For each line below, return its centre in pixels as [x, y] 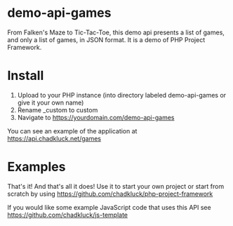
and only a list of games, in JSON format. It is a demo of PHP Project [106, 39]
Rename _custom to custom [58, 109]
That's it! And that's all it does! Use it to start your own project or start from [116, 186]
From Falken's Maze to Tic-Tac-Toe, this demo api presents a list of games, [116, 32]
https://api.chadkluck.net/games [54, 138]
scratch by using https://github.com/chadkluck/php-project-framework [110, 194]
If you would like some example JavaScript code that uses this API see [109, 207]
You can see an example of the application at [72, 131]
